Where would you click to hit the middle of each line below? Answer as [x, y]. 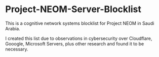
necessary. [17, 49]
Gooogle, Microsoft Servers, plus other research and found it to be [75, 43]
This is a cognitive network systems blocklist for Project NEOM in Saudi [80, 23]
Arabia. [13, 28]
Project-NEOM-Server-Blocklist [73, 9]
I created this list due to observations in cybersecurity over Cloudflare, [79, 38]
